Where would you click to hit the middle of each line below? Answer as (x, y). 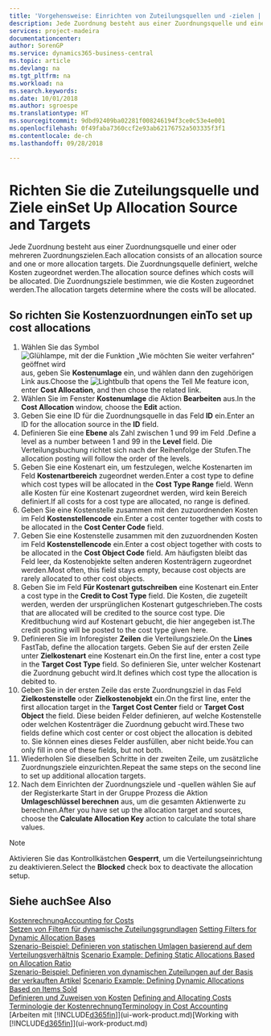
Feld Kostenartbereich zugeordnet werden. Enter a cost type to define (137, 476)
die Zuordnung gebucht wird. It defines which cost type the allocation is (139, 673)
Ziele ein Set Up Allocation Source (123, 207)
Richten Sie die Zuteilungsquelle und (134, 190)
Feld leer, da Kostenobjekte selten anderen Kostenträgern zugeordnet (136, 562)
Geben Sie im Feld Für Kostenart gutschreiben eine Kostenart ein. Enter (140, 587)
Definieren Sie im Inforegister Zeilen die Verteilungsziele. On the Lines (136, 639)
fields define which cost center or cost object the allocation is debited (136, 733)
